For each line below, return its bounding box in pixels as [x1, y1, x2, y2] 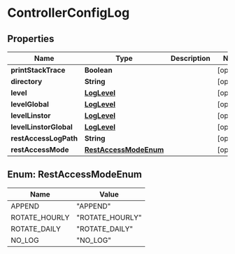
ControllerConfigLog [7, 5, 130, 21]
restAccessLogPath [10, 134, 78, 143]
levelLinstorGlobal [10, 122, 73, 132]
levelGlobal [10, 99, 49, 109]
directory [10, 77, 43, 86]
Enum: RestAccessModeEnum [7, 169, 142, 181]
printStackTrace [10, 65, 66, 75]
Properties [7, 33, 55, 45]
